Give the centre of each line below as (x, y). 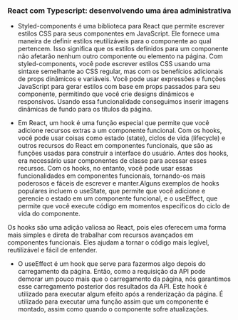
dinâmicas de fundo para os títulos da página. (85, 110)
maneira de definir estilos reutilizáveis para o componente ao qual (114, 41)
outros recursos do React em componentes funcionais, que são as (115, 146)
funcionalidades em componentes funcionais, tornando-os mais (112, 176)
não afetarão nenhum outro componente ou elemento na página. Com (120, 56)
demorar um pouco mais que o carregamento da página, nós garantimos (124, 279)
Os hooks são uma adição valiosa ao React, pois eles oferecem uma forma (117, 228)
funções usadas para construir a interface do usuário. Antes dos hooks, (123, 153)
